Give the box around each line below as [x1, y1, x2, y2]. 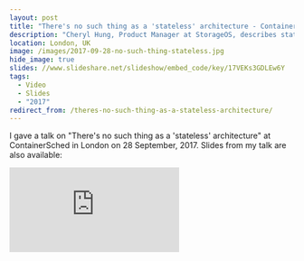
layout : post [9, 13, 59, 23]
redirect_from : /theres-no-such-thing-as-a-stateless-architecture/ [9, 106, 273, 115]
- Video [17, 80, 47, 89]
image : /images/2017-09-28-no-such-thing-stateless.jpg [9, 47, 224, 56]
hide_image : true [9, 55, 75, 64]
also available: [9, 150, 63, 161]
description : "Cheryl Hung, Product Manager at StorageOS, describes [9, 30, 278, 39]
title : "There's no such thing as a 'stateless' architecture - [9, 22, 257, 31]
